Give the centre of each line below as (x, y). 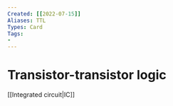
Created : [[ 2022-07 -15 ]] (44, 14)
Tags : (15, 34)
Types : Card (25, 27)
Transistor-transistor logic (87, 75)
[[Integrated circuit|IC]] (41, 95)
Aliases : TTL (27, 20)
